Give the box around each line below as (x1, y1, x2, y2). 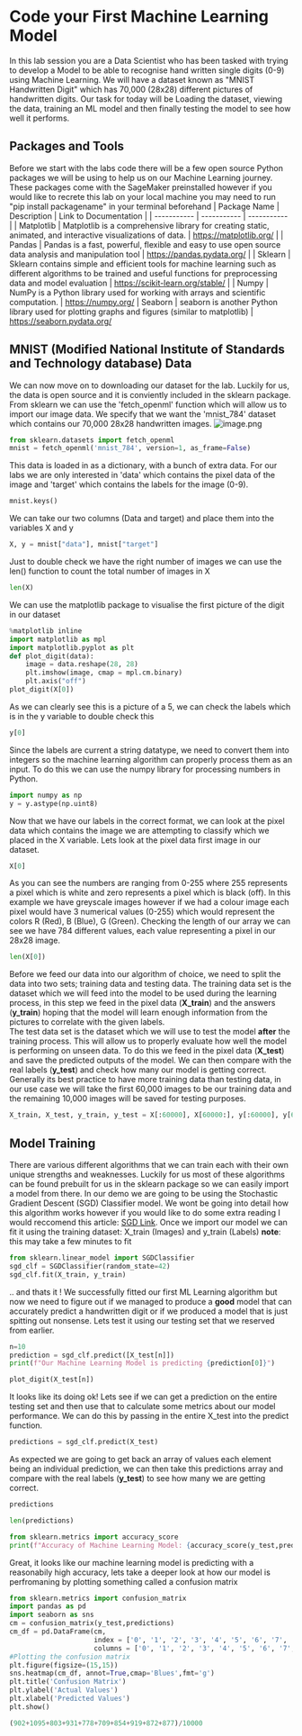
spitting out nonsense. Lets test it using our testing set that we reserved (9, 1315, 276, 1325)
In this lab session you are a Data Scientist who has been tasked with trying (9, 55, 289, 66)
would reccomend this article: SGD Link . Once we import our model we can (9, 1217, 288, 1227)
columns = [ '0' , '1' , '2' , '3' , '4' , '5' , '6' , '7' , (93, 1643, 296, 1653)
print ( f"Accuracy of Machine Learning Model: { (9, 1541, 191, 1550)
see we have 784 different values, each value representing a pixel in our (9, 926, 276, 936)
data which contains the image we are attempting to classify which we (9, 825, 270, 836)
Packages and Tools (9, 139, 124, 154)
